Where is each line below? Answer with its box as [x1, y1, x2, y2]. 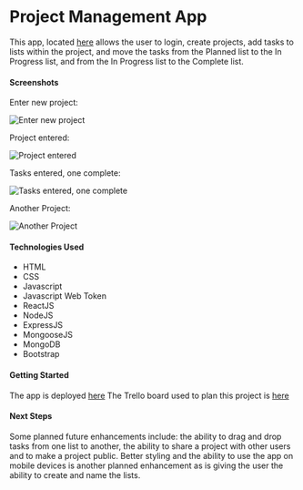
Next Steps [9, 411, 53, 422]
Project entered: [9, 132, 70, 143]
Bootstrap [22, 349, 60, 360]
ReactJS [22, 301, 55, 311]
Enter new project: [9, 97, 79, 108]
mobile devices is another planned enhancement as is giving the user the [9, 460, 284, 471]
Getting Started [9, 369, 70, 380]
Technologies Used [9, 241, 85, 252]
